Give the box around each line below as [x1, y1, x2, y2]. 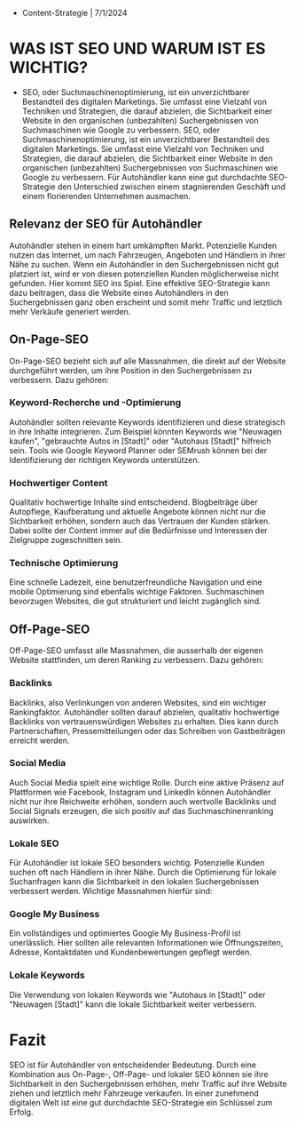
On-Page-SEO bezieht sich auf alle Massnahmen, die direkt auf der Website [9, 355, 286, 366]
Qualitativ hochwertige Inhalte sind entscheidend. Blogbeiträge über [9, 497, 259, 507]
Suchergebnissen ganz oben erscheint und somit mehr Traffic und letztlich [9, 297, 283, 307]
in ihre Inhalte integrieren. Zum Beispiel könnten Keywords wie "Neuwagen [9, 426, 282, 436]
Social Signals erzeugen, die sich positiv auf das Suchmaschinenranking [9, 805, 274, 816]
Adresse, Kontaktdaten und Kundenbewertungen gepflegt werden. [9, 946, 253, 958]
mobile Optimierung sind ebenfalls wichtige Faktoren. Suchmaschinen [9, 587, 265, 597]
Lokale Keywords [9, 969, 86, 981]
